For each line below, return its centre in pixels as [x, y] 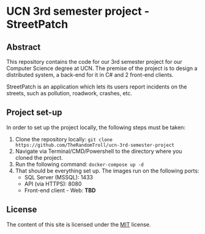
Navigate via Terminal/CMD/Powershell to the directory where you [99, 151]
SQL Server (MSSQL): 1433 [59, 177]
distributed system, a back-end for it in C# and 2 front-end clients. [90, 75]
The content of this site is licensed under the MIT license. [79, 224]
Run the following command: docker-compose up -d [79, 164]
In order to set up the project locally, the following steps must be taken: [96, 127]
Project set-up [34, 113]
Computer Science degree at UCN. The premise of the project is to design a [102, 68]
